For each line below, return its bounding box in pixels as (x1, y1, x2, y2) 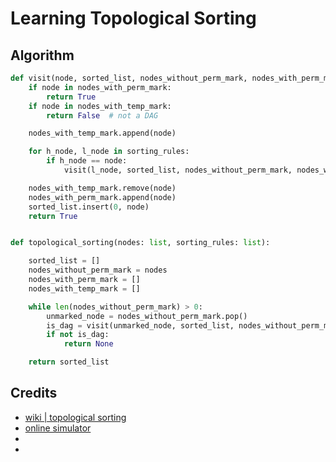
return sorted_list (28, 357, 110, 367)
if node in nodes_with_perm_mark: (28, 82, 172, 92)
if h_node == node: (46, 156, 128, 166)
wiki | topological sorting (24, 411, 127, 423)
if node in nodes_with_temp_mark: (28, 101, 172, 111)
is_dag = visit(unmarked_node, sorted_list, (46, 320, 235, 331)
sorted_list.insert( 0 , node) (28, 202, 150, 212)
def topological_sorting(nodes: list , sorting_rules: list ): (10, 238, 271, 248)
